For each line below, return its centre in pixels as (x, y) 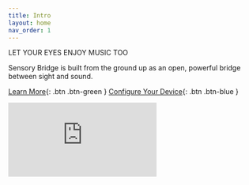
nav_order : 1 (30, 30)
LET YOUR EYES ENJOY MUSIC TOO (68, 53)
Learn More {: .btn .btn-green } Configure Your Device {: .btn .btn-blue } (124, 92)
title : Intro (30, 15)
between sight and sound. (51, 77)
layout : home (30, 23)
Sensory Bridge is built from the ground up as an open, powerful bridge (124, 68)
